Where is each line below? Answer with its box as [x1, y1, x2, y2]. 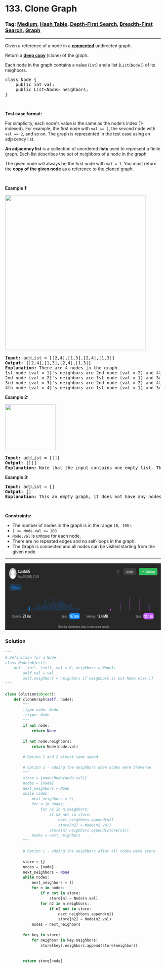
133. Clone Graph [5, 3, 78, 14]
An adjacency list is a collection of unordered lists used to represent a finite [5, 146, 161, 152]
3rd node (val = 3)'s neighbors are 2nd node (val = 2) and [5, 380, 154, 386]
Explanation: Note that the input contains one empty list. [5, 465, 154, 471]
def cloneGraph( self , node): [14, 697, 74, 702]
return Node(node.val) [31, 744, 79, 749]
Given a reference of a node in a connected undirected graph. [5, 43, 132, 49]
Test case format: [5, 111, 42, 117]
